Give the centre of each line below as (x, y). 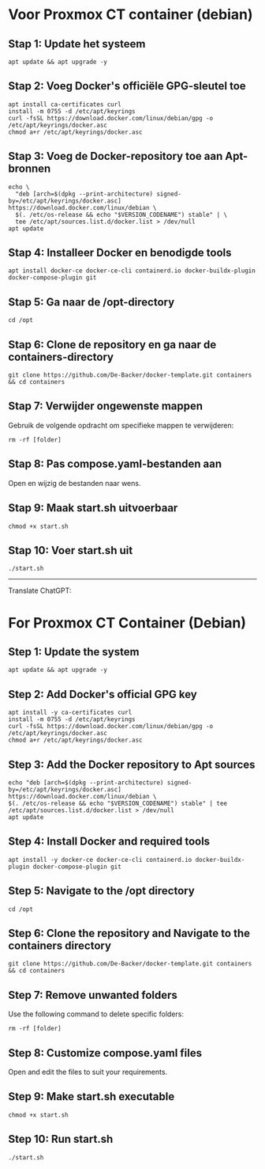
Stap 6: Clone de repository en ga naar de (112, 345)
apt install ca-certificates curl (65, 104)
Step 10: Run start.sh (61, 1139)
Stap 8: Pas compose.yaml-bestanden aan (115, 464)
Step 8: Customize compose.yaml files (105, 1053)
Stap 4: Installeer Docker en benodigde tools (120, 253)
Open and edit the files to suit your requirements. (88, 1072)
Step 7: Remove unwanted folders (93, 995)
